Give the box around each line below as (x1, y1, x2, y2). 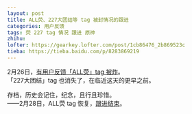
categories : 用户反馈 (7, 23, 65, 29)
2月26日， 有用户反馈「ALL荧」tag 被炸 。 (7, 68, 125, 76)
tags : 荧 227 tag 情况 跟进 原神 (7, 29, 95, 36)
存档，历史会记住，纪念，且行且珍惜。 (7, 90, 115, 99)
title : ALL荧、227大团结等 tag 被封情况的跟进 (7, 16, 129, 23)
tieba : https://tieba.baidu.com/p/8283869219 (7, 48, 139, 55)
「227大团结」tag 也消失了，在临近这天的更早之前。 (7, 76, 156, 84)
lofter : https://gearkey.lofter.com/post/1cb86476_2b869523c (7, 42, 186, 48)
